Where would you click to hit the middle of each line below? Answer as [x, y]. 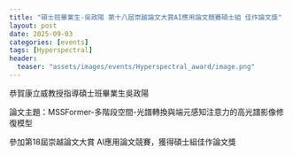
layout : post [33, 26]
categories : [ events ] [49, 42]
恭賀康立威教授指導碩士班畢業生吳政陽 [79, 93]
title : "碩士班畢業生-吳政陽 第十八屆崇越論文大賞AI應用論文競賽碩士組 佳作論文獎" [146, 17]
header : [23, 58]
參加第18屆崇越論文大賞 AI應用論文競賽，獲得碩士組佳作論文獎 [123, 142]
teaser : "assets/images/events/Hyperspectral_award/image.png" [136, 67]
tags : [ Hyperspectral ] [51, 50]
